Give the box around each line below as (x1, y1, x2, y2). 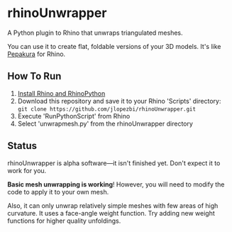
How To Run (7, 70, 62, 82)
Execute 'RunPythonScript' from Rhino (17, 111, 131, 120)
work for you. (7, 166, 47, 175)
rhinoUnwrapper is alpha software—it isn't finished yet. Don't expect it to (7, 158, 221, 167)
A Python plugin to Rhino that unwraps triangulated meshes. (7, 28, 183, 37)
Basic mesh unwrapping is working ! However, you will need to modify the (7, 179, 225, 189)
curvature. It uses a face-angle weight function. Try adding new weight (7, 209, 215, 217)
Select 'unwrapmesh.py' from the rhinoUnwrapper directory (17, 119, 194, 128)
